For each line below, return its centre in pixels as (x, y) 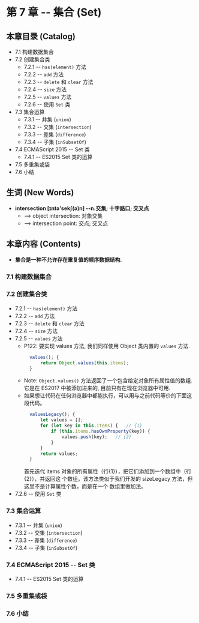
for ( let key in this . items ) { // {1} (91, 426)
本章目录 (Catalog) (41, 36)
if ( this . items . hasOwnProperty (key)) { (101, 432)
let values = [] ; (62, 420)
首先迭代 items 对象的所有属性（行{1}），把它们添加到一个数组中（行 (108, 471)
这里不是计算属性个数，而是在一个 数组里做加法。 (85, 486)
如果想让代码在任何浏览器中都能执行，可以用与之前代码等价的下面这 (108, 396)
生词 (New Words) (40, 193)
